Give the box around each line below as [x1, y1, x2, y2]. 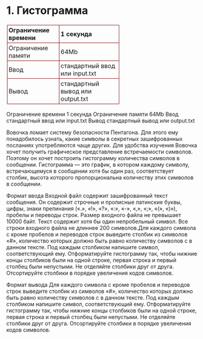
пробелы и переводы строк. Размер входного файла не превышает [6, 211, 182, 218]
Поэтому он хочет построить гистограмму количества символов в [6, 154, 180, 161]
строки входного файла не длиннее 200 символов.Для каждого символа [6, 224, 196, 231]
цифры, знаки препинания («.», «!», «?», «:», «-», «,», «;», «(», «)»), [6, 204, 178, 212]
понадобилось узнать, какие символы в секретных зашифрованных [6, 135, 183, 143]
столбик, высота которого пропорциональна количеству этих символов [6, 173, 194, 181]
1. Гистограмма [6, 4, 88, 18]
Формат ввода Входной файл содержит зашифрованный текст [6, 192, 168, 199]
